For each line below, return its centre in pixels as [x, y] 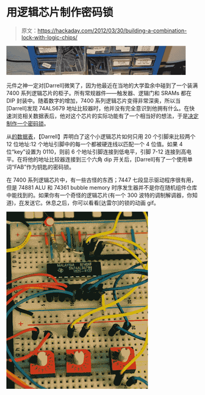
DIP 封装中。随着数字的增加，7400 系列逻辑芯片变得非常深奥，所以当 [94, 101]
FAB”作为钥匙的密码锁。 [45, 167]
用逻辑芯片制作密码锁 [60, 12]
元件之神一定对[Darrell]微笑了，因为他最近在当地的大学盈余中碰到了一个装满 [102, 85]
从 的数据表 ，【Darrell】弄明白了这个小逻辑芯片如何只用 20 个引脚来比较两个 [101, 136]
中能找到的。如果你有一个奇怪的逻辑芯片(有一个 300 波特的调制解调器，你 [99, 195]
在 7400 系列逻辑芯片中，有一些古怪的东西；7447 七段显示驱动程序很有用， [102, 180]
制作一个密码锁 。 [28, 123]
